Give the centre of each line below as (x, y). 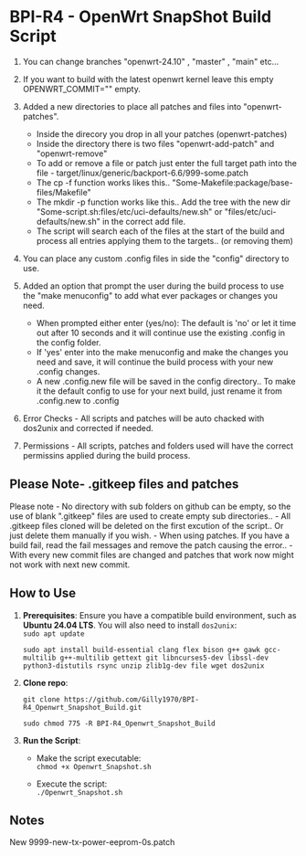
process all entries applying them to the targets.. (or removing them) (165, 240)
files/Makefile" (63, 192)
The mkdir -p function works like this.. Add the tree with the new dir (164, 202)
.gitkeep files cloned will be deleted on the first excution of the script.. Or (147, 525)
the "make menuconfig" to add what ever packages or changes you (150, 295)
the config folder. (69, 342)
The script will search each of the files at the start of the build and (160, 231)
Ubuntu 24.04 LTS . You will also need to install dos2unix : (130, 625)
